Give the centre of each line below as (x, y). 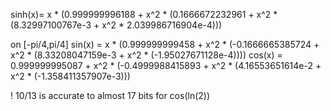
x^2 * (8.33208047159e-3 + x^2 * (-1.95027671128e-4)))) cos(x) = (146, 55)
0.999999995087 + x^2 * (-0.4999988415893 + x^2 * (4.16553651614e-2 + (166, 65)
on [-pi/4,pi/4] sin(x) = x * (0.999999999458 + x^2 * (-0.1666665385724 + (165, 44)
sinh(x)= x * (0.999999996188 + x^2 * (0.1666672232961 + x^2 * (144, 14)
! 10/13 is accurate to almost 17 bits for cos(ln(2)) (110, 95)
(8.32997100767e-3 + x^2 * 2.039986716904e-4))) (116, 25)
